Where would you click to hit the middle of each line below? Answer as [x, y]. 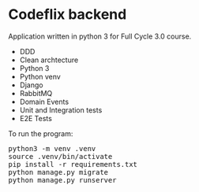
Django [31, 85]
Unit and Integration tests [61, 110]
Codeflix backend [68, 15]
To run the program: [41, 133]
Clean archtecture [49, 60]
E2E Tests [36, 118]
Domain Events [44, 102]
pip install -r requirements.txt [73, 164]
